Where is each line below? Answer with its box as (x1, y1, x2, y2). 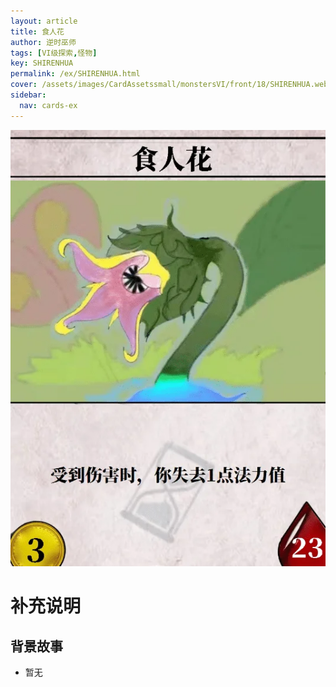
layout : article (10, 16, 78, 26)
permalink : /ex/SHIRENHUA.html (10, 69, 141, 79)
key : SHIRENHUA (10, 58, 74, 69)
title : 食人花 (10, 26, 65, 37)
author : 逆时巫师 (10, 37, 77, 47)
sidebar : (10, 90, 47, 100)
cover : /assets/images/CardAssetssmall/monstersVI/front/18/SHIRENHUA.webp (10, 80, 333, 90)
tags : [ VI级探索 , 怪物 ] (10, 48, 98, 58)
